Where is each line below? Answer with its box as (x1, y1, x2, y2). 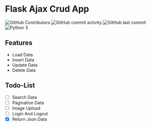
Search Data (12, 94, 37, 100)
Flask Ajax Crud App (5, 3, 89, 15)
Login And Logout (12, 110, 48, 116)
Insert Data (12, 57, 34, 63)
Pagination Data (12, 100, 44, 106)
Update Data (12, 62, 38, 68)
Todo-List (5, 81, 35, 90)
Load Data (12, 52, 33, 57)
